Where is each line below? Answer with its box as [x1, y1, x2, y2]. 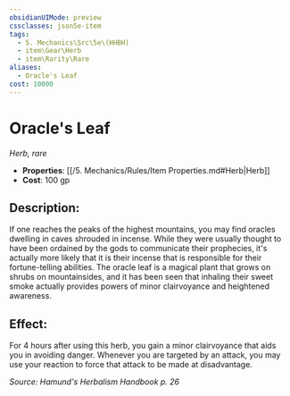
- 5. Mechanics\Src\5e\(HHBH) [17, 38, 129, 47]
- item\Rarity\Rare [17, 55, 90, 63]
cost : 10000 [9, 80, 54, 88]
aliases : [9, 63, 42, 72]
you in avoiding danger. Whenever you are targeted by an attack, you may [9, 350, 281, 360]
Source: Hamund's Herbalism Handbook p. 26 [9, 376, 180, 387]
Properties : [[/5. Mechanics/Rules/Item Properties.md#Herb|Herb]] [21, 164, 270, 175]
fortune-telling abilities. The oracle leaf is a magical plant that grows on [9, 262, 271, 273]
